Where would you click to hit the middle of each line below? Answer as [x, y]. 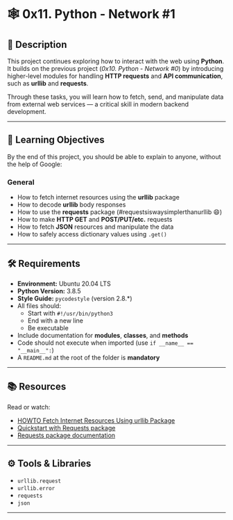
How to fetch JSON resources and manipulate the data [95, 227]
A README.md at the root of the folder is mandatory [88, 357]
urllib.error [36, 488]
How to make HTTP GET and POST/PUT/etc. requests [95, 220]
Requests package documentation [66, 435]
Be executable [48, 327]
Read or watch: [29, 407]
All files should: [39, 306]
